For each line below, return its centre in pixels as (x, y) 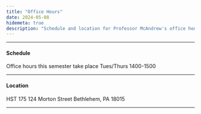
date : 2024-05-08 (28, 17)
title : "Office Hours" (34, 12)
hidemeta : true (25, 23)
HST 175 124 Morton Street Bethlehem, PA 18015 (66, 98)
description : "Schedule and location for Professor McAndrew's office (96, 28)
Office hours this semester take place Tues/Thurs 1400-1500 (81, 66)
